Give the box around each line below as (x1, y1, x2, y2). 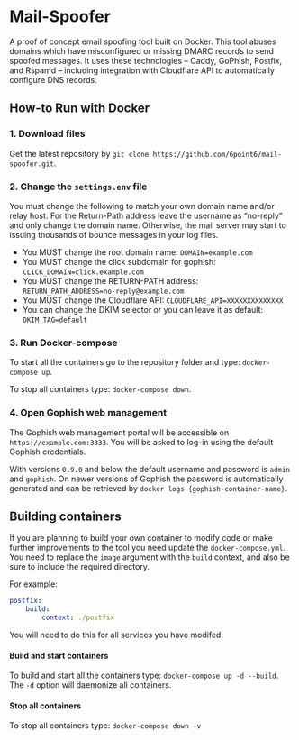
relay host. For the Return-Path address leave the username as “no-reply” (9, 210, 284, 221)
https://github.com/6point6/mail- (152, 150, 282, 159)
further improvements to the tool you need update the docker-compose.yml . (9, 543, 286, 553)
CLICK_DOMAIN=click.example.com (22, 268, 144, 277)
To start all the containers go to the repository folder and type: (9, 357, 240, 368)
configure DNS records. (9, 74, 97, 85)
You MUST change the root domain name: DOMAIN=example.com (22, 246, 254, 258)
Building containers (9, 508, 122, 524)
